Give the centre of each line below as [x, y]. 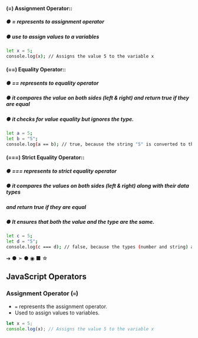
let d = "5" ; [22, 241]
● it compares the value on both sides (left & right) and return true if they [98, 98]
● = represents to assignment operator [55, 22]
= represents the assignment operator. [61, 306]
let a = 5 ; [19, 133]
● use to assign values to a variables [53, 37]
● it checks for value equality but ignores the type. [70, 119]
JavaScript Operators [47, 277]
